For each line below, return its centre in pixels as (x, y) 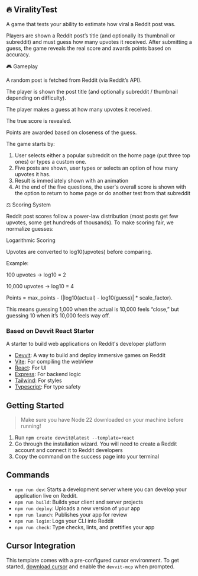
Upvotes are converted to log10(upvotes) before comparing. (79, 252)
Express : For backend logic (48, 374)
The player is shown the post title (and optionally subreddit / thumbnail (92, 91)
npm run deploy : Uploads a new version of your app (77, 508)
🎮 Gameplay (22, 66)
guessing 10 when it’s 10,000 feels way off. (58, 315)
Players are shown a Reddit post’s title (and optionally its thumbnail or (91, 36)
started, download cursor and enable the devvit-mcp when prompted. (90, 567)
